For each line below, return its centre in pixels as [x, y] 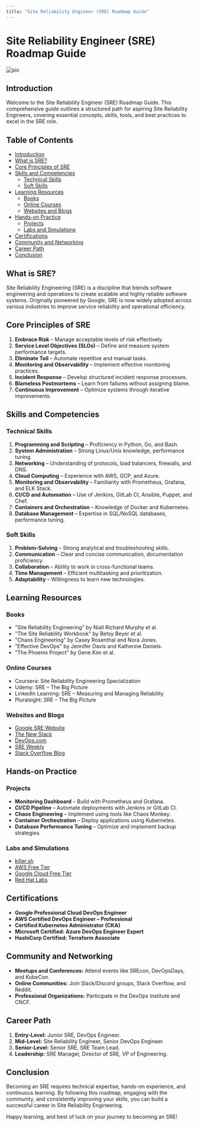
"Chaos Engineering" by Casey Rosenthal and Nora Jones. [86, 640]
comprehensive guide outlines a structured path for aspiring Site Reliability [97, 109]
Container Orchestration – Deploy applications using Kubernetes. [95, 820]
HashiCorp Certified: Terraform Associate [67, 937]
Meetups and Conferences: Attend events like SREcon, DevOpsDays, [100, 970]
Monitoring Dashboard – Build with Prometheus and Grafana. [90, 801]
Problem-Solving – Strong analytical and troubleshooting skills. [92, 548]
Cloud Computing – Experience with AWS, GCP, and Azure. [87, 475]
